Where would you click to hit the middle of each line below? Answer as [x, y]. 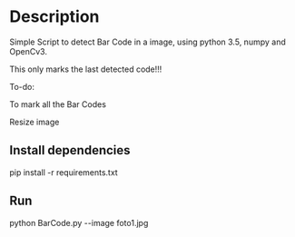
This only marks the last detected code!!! [86, 69]
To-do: [22, 86]
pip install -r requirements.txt [64, 172]
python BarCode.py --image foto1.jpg [79, 222]
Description [54, 17]
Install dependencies [70, 150]
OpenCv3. [29, 51]
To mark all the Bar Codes [58, 104]
